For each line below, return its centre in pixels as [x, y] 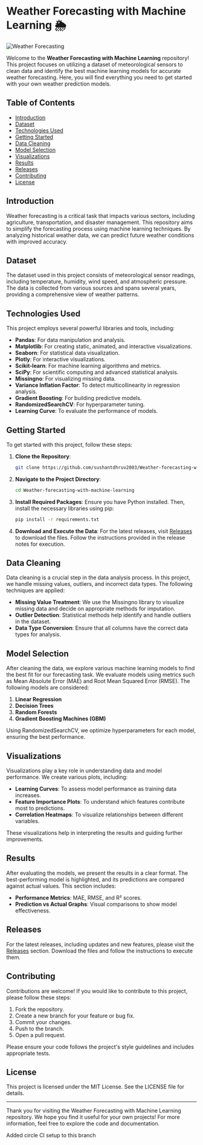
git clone [27, 467]
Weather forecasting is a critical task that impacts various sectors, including [101, 216]
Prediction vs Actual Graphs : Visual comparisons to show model [96, 904]
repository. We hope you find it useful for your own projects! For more [93, 1117]
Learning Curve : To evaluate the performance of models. [86, 411]
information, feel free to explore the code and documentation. [83, 1124]
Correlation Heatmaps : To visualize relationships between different [99, 815]
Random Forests [36, 712]
